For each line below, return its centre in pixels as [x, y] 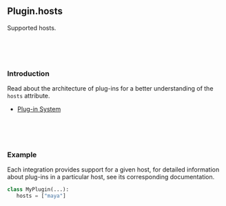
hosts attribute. [29, 96]
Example [22, 155]
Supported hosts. [32, 27]
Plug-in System [39, 109]
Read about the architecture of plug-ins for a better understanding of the [110, 89]
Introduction [28, 73]
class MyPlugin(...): [38, 190]
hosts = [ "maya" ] [41, 196]
